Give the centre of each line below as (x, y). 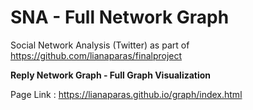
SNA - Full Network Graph (120, 17)
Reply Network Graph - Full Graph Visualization (111, 75)
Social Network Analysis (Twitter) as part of (100, 45)
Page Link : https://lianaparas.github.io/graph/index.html (126, 94)
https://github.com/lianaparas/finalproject (96, 55)
